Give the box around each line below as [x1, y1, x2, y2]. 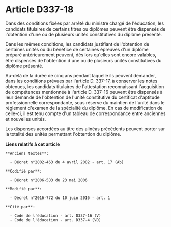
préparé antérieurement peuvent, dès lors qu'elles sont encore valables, [5, 52, 157, 58]
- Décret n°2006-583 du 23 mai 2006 [10, 177, 88, 183]
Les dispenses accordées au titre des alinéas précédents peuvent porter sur [5, 126, 165, 132]
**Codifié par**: [5, 168, 42, 174]
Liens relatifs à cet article [5, 141, 60, 147]
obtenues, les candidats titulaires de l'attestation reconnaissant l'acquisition [5, 83, 164, 90]
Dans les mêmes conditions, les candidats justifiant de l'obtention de [5, 41, 150, 47]
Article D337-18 [5, 4, 74, 15]
